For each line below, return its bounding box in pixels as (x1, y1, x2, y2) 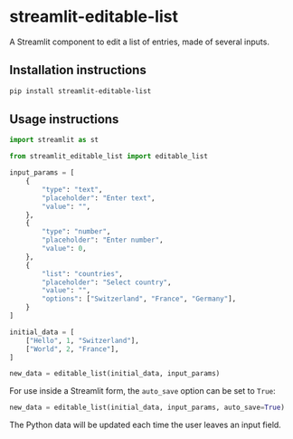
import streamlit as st (9, 136, 99, 145)
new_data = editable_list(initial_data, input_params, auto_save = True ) (9, 403, 285, 413)
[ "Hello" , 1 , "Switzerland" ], (25, 336, 140, 345)
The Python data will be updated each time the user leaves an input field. (9, 419, 282, 431)
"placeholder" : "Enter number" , (42, 235, 165, 245)
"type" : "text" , (42, 185, 103, 194)
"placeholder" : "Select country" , (42, 278, 172, 287)
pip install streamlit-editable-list (9, 86, 152, 96)
